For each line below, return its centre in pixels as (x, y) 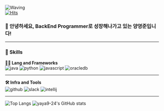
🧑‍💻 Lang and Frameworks (31, 63)
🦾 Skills (14, 52)
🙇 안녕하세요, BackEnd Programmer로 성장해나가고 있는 (69, 26)
